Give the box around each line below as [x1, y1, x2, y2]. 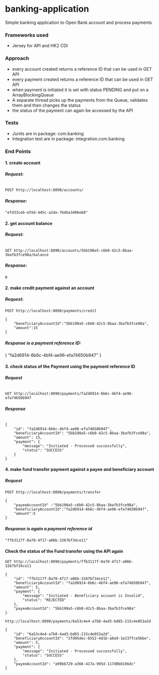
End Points [5, 148, 31, 154]
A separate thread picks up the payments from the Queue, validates [12, 97, 148, 103]
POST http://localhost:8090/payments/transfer [5, 490, 101, 495]
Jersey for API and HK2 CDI [12, 43, 68, 49]
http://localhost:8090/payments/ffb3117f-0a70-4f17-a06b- [14, 559, 134, 564]
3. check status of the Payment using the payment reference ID [5, 363, 135, 369]
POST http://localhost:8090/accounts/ [5, 187, 84, 193]
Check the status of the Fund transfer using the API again [5, 548, 124, 554]
